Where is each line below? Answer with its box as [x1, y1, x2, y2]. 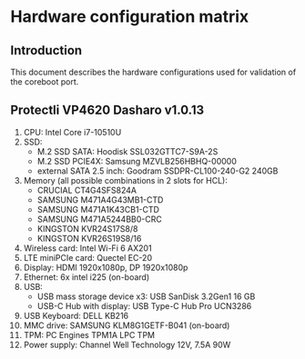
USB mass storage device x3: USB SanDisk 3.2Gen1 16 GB [36, 291, 256, 302]
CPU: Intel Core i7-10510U [23, 126, 122, 137]
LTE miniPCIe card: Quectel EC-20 [23, 252, 153, 263]
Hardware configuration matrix [10, 6, 249, 27]
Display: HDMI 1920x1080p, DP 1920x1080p [23, 262, 188, 273]
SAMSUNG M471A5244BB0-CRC [36, 214, 162, 224]
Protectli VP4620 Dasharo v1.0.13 [10, 103, 205, 118]
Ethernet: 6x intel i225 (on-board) [23, 271, 150, 283]
